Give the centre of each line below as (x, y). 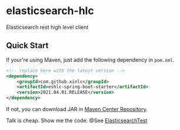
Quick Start (27, 46)
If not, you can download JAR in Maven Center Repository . (77, 109)
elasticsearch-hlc (50, 11)
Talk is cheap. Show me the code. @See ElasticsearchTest (77, 121)
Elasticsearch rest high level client (47, 27)
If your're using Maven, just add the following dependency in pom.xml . (90, 59)
